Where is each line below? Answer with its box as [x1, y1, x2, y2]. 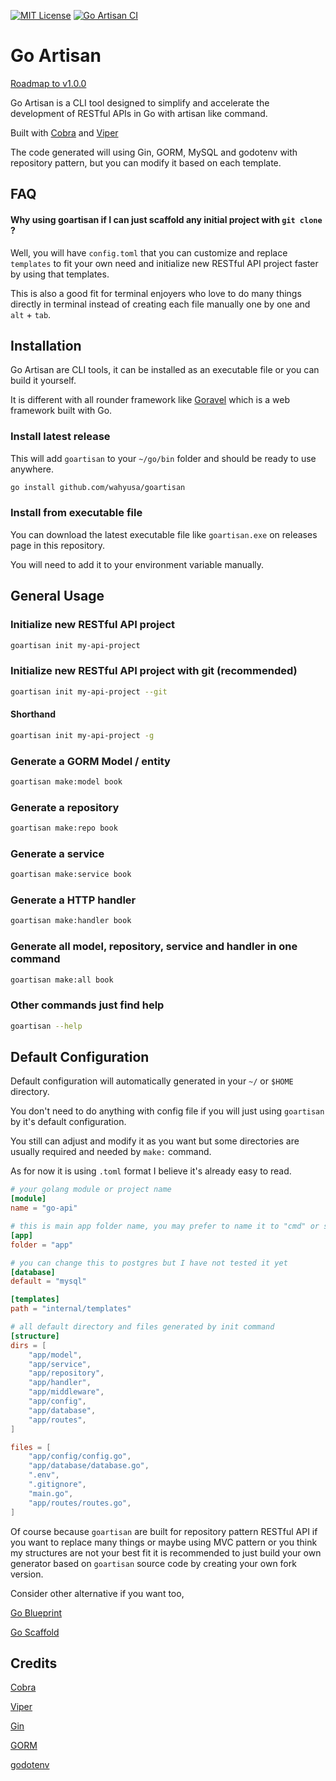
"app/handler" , [28, 1378, 92, 1388]
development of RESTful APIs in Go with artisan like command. [10, 107, 268, 119]
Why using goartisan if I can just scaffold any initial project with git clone [10, 213, 323, 225]
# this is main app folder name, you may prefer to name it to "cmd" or [10, 1221, 320, 1232]
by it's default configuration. [10, 1116, 127, 1128]
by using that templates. [10, 268, 110, 280]
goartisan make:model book [10, 776, 123, 787]
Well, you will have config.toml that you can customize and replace [10, 246, 288, 259]
